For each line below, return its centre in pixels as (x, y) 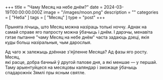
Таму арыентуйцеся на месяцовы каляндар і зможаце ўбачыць (71, 67)
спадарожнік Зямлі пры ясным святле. (45, 72)
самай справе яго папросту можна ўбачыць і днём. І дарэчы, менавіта (79, 32)
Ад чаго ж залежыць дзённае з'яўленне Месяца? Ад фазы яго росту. (76, 52)
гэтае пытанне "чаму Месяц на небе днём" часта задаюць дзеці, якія (77, 37)
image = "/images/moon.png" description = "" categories (101, 12)
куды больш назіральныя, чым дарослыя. (48, 42)
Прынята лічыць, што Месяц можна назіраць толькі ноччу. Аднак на (76, 27)
